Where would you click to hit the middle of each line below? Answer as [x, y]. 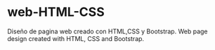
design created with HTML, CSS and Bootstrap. [76, 38]
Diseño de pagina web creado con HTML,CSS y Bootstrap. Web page [107, 31]
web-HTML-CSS [56, 12]
